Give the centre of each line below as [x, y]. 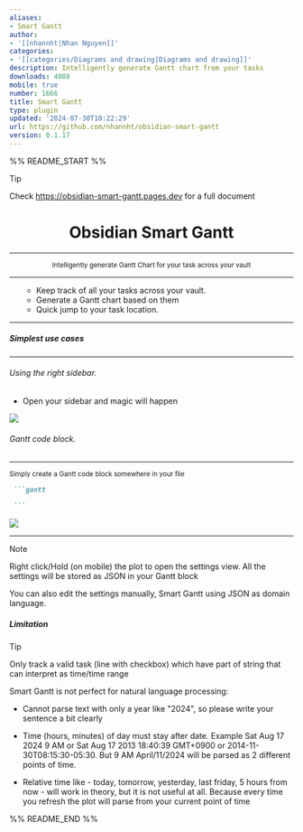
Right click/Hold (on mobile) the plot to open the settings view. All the [138, 566]
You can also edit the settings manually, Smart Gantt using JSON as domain [150, 594]
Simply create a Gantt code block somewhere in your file [97, 474]
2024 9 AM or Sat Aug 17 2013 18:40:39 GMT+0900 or [124, 745]
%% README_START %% [58, 161]
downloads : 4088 [40, 77]
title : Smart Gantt [46, 102]
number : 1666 [34, 93]
